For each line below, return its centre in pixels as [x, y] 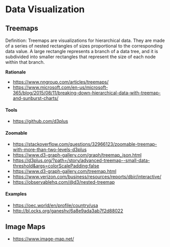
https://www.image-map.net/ [43, 239]
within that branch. [25, 62]
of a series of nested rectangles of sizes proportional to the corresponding [84, 46]
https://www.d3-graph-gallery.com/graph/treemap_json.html [77, 155]
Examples [16, 194]
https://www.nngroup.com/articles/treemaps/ [61, 82]
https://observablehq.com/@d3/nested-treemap [64, 182]
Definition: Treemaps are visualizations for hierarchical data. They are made [85, 40]
